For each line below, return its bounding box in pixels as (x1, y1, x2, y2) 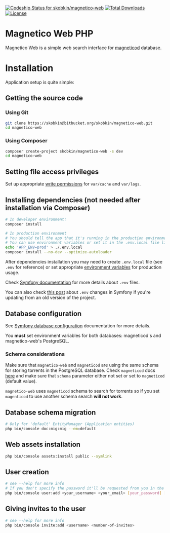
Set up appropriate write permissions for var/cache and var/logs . (5, 181, 141, 187)
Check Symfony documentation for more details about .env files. (5, 279, 140, 286)
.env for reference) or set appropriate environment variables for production (5, 264, 162, 271)
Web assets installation (5, 440, 81, 449)
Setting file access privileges (5, 167, 99, 176)
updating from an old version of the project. (5, 294, 96, 301)
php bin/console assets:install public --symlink (5, 453, 112, 459)
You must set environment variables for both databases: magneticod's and (5, 332, 161, 338)
